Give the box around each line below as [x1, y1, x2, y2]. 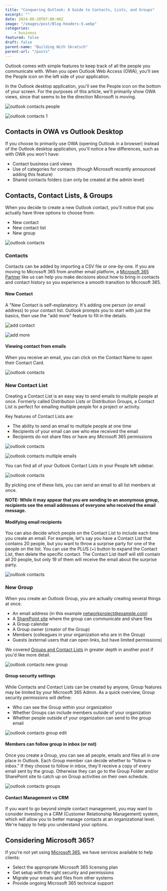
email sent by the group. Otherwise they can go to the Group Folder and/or [5, 768, 159, 774]
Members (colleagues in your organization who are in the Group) [12, 632, 146, 638]
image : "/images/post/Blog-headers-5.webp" [5, 21, 97, 26]
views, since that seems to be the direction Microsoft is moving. [5, 93, 136, 100]
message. [5, 507, 26, 514]
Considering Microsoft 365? [5, 836, 95, 845]
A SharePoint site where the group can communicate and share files [12, 616, 153, 622]
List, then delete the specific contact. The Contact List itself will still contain [5, 551, 161, 557]
